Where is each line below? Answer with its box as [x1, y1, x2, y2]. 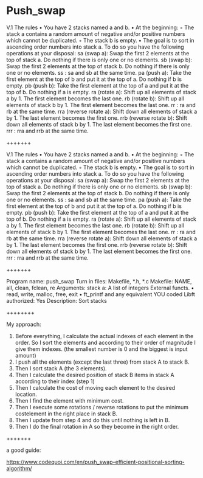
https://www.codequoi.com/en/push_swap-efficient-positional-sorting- [6, 458, 185, 465]
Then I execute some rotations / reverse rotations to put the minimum [15, 403, 188, 410]
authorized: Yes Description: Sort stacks [6, 297, 108, 304]
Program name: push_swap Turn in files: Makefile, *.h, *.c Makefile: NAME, [6, 277, 193, 285]
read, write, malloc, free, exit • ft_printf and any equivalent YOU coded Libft [6, 290, 196, 298]
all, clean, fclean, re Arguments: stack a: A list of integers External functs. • [6, 284, 194, 291]
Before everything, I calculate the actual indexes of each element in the [15, 332, 194, 339]
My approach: [6, 320, 41, 328]
